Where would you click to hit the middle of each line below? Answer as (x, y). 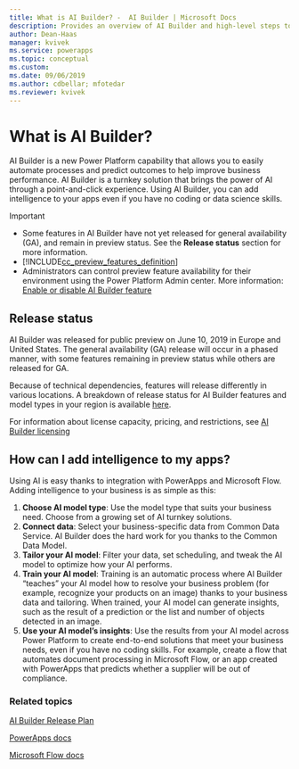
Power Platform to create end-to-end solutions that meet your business (153, 641)
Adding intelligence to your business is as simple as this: (113, 491)
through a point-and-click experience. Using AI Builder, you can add (134, 189)
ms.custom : (29, 68)
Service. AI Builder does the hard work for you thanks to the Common (149, 536)
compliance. (45, 678)
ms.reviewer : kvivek (48, 92)
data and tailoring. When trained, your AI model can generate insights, (150, 602)
